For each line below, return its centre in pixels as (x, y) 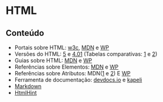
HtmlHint (26, 93)
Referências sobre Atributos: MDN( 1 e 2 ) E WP (72, 73)
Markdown (28, 86)
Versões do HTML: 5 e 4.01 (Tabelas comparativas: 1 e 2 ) (86, 54)
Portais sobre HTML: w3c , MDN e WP (62, 47)
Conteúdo (25, 33)
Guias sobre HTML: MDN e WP (53, 60)
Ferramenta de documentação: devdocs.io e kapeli (78, 80)
